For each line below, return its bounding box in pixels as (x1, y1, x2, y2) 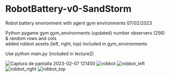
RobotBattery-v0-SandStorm (5, 3, 132, 15)
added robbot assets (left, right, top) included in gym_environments (5, 40, 147, 46)
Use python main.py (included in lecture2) (5, 50, 94, 57)
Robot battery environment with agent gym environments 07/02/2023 (5, 20, 152, 26)
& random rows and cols (5, 35, 57, 41)
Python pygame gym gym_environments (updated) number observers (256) (5, 30, 165, 36)
